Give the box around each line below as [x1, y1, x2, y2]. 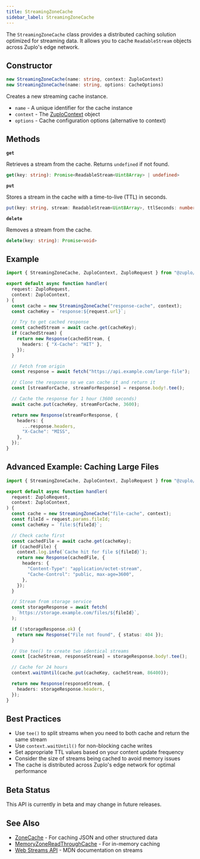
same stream [14, 736, 47, 743]
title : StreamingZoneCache [6, 8, 73, 15]
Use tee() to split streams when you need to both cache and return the [14, 730, 189, 737]
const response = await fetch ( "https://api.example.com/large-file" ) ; [11, 369, 190, 375]
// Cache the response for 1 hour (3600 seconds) [11, 396, 137, 402]
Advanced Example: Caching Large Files [6, 462, 160, 472]
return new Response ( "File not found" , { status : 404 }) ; [17, 632, 164, 638]
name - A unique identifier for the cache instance [14, 104, 133, 112]
